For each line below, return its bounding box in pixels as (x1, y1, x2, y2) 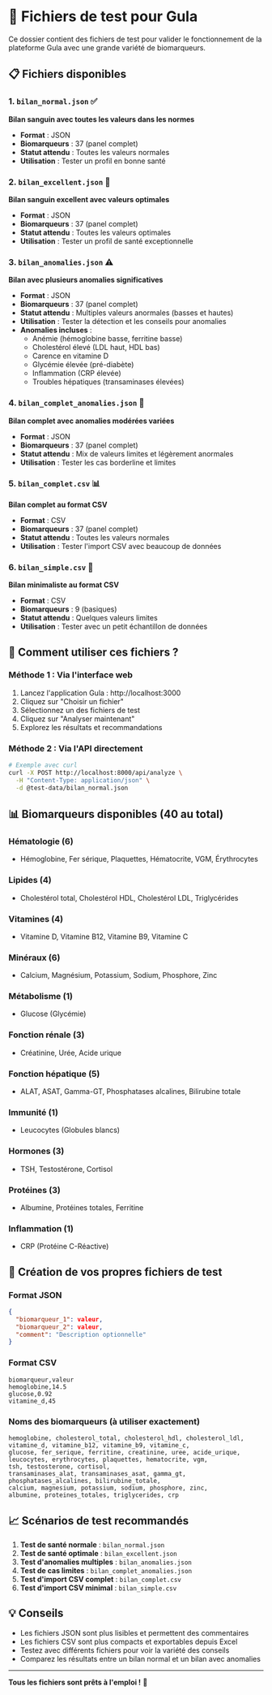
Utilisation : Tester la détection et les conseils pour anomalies (19, 317, 227, 326)
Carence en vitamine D (32, 351, 109, 361)
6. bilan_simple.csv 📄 (8, 561, 94, 573)
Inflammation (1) (8, 1222, 74, 1234)
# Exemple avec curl (8, 761, 79, 770)
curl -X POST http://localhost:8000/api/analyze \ (8, 768, 183, 776)
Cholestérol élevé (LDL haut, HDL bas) (32, 343, 160, 352)
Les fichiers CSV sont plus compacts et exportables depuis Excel (19, 1637, 238, 1646)
